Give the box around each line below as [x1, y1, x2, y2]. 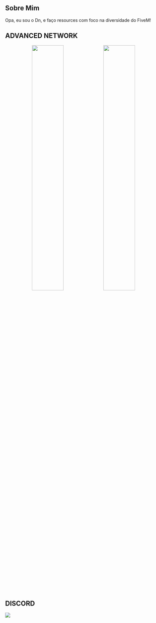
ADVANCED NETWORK [5, 32, 78, 40]
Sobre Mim [5, 4, 40, 12]
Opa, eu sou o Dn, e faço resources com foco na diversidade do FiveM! [5, 17, 152, 23]
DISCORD [5, 599, 35, 608]
